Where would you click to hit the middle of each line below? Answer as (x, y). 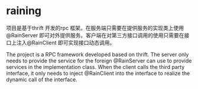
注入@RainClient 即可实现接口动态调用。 (66, 42)
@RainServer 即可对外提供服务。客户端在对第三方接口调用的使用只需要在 (95, 35)
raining (24, 11)
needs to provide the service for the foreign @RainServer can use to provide (99, 61)
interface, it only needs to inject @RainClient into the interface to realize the (98, 73)
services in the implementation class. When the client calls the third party (95, 67)
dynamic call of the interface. (42, 79)
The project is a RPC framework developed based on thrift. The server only (98, 54)
